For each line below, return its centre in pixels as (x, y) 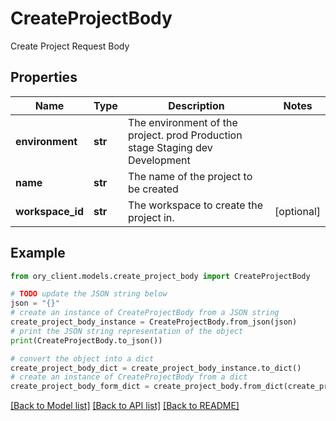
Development (159, 160)
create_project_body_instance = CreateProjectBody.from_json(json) (154, 322)
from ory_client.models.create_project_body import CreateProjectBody (160, 276)
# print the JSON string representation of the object (127, 331)
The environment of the (182, 122)
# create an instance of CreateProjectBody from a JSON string (145, 313)
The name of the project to (190, 176)
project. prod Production (185, 135)
